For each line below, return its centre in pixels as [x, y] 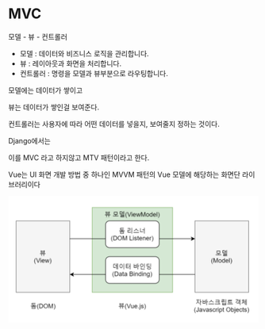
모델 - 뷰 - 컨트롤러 [38, 36]
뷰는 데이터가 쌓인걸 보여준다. [54, 107]
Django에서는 [30, 140]
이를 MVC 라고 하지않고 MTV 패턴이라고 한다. [79, 157]
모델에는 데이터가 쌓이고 [46, 90]
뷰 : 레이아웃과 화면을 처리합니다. [70, 63]
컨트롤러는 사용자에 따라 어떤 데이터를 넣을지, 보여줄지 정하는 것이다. [114, 124]
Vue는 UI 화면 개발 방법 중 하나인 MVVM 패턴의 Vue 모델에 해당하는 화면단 [124, 174]
